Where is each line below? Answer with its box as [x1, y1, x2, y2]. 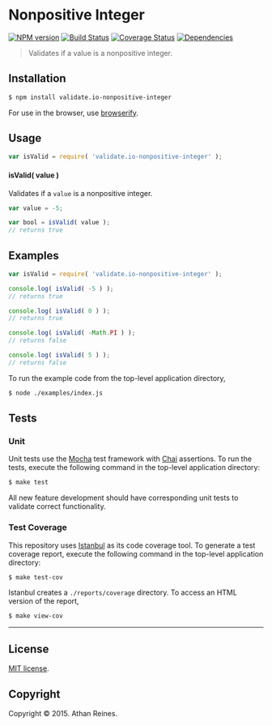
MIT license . [8, 664, 50, 673]
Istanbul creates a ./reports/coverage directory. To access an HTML [8, 587, 237, 597]
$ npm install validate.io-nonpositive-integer [8, 93, 172, 101]
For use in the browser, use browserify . [8, 108, 139, 117]
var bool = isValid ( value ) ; [8, 219, 111, 227]
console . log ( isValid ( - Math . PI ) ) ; [8, 329, 136, 337]
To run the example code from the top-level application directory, [8, 373, 226, 382]
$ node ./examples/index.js [8, 389, 104, 397]
